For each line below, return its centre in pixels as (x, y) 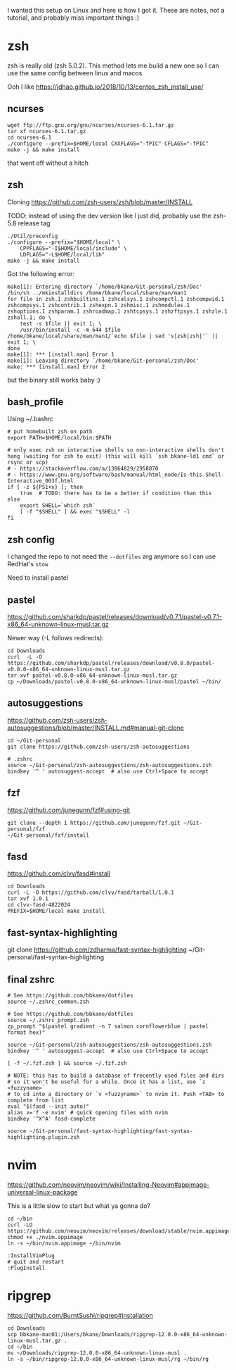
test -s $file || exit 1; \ (61, 323)
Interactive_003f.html (40, 481)
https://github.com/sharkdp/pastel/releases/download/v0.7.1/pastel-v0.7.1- (115, 617)
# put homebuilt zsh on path (50, 432)
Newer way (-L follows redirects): (55, 638)
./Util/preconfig (33, 236)
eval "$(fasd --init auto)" (48, 1107)
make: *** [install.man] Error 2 (56, 367)
